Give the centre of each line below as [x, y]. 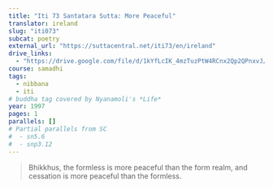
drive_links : [30, 54]
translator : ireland [43, 24]
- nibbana [32, 84]
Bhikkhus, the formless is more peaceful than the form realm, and [138, 167]
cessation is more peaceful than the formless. [105, 176]
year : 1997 [27, 106]
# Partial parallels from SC [58, 129]
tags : [17, 76]
